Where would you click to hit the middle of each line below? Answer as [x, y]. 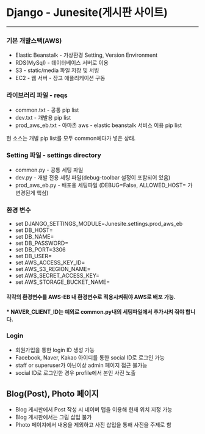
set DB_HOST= [34, 230]
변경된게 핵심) [32, 192]
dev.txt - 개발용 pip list [43, 117]
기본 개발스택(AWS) [34, 40]
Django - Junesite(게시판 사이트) [87, 13]
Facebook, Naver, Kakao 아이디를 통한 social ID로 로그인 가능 [90, 357]
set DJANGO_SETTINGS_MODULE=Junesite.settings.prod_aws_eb [99, 224]
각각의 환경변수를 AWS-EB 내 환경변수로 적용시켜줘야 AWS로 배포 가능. [91, 297]
